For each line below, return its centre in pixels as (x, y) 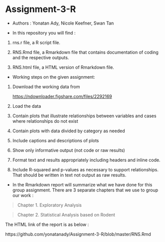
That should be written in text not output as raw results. (69, 175)
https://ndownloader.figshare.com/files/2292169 (62, 96)
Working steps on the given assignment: (54, 77)
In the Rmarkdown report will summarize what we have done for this (82, 184)
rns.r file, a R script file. (36, 42)
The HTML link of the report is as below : (47, 224)
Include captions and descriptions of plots (56, 140)
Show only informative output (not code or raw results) (69, 150)
